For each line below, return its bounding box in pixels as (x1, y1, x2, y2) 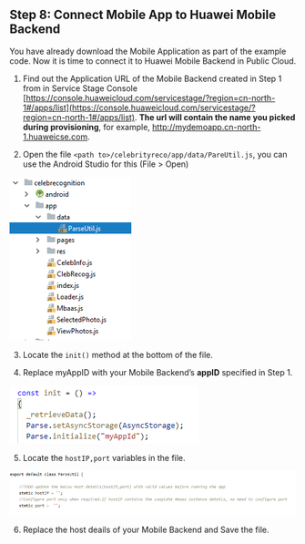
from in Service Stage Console (22, 82, 138, 94)
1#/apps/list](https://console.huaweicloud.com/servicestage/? (22, 102, 257, 113)
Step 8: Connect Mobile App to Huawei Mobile (9, 7, 276, 23)
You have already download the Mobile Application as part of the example (9, 46, 287, 56)
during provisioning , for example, (22, 121, 150, 132)
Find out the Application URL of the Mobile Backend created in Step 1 (22, 73, 282, 84)
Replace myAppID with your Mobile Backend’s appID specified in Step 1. (22, 366, 293, 377)
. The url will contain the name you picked (134, 111, 296, 122)
